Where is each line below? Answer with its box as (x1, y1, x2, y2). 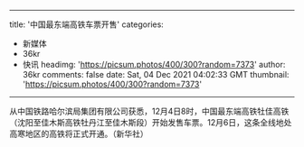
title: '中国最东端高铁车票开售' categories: (9, 19, 165, 30)
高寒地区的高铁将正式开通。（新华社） (9, 128, 148, 139)
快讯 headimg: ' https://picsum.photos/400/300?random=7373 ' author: (22, 60, 286, 69)
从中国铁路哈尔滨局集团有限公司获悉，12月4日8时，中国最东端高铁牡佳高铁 (9, 106, 290, 116)
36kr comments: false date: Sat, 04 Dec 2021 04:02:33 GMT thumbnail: (22, 69, 290, 79)
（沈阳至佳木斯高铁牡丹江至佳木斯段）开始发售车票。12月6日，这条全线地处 (9, 117, 292, 127)
